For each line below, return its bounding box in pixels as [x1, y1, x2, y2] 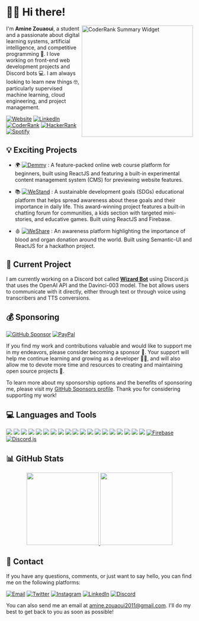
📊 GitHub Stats [6, 453, 64, 464]
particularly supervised [6, 84, 63, 92]
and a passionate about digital [6, 31, 80, 38]
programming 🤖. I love [6, 50, 60, 57]
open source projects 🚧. [6, 368, 65, 375]
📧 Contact [6, 557, 44, 567]
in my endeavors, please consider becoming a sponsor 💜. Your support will [6, 349, 190, 356]
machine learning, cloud [6, 91, 65, 98]
